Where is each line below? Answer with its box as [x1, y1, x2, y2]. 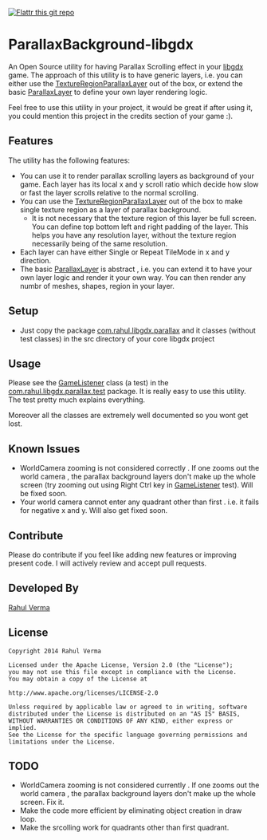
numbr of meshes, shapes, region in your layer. [19, 281, 175, 290]
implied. [8, 724, 37, 732]
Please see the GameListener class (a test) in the [8, 378, 169, 388]
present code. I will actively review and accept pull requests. [8, 558, 207, 568]
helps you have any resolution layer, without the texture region [31, 230, 237, 239]
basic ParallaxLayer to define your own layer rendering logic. [8, 87, 208, 97]
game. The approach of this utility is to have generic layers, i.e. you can [8, 70, 243, 80]
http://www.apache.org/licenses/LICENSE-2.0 [8, 688, 159, 697]
